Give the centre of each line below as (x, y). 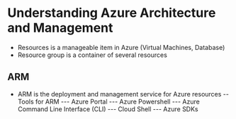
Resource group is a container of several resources (92, 55)
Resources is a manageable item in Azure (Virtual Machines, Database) (121, 47)
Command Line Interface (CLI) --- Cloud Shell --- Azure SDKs (108, 109)
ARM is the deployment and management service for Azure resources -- (123, 94)
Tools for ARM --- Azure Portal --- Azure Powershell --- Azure (108, 101)
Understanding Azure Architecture (112, 13)
